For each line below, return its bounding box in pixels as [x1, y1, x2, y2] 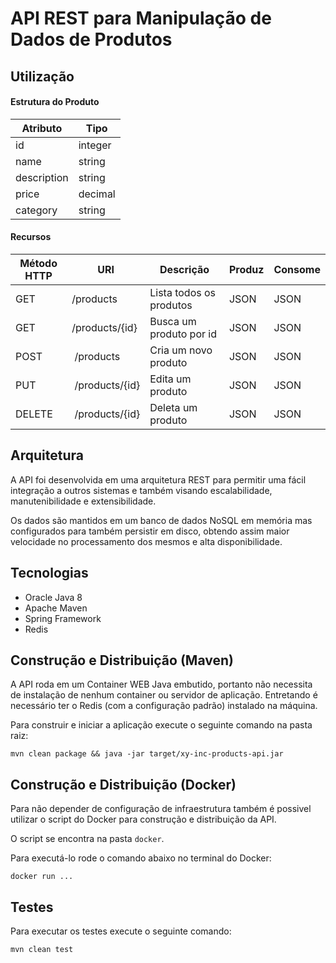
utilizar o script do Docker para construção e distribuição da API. [10, 813, 277, 826]
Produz [228, 262, 265, 276]
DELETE [15, 407, 53, 421]
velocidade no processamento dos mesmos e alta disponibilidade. [10, 535, 283, 547]
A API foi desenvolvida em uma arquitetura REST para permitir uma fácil [10, 473, 307, 486]
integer [78, 138, 112, 152]
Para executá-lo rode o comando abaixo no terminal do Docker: [10, 852, 272, 864]
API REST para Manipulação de [10, 7, 272, 30]
